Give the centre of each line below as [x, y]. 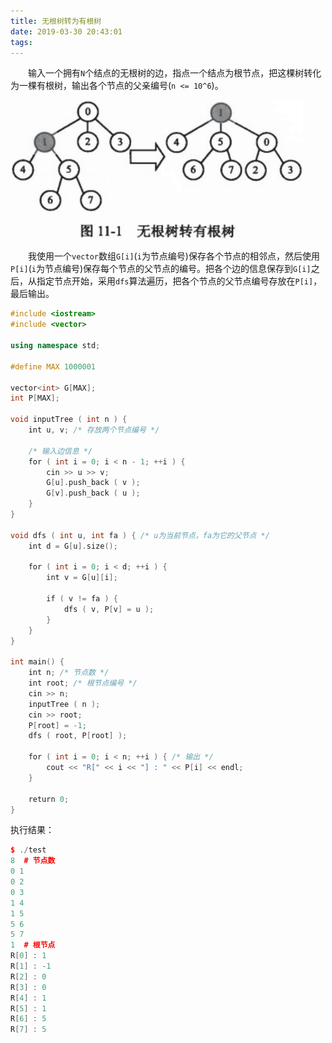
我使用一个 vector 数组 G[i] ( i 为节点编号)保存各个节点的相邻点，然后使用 [174, 256]
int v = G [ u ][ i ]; [82, 578]
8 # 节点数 [33, 861]
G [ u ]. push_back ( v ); [93, 483]
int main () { [37, 662]
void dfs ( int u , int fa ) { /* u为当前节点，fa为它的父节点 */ [140, 535]
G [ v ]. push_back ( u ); [93, 493]
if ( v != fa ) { [82, 599]
